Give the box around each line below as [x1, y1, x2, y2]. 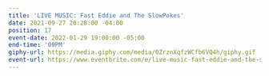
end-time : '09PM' [8, 41, 66, 49]
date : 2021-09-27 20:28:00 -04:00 [8, 19, 124, 27]
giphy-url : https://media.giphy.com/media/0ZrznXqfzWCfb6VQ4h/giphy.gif [8, 48, 256, 56]
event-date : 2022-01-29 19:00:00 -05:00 [8, 33, 146, 42]
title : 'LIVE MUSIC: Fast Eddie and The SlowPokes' [8, 11, 184, 20]
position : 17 [8, 26, 52, 34]
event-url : [8, 56, 45, 64]
